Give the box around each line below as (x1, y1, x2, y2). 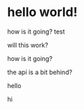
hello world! (7, 4, 78, 20)
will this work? (7, 41, 49, 49)
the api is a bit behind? (7, 68, 73, 76)
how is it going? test (7, 27, 65, 36)
